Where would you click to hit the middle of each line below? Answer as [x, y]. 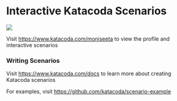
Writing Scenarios [33, 60]
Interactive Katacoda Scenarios [86, 11]
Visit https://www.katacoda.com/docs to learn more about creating [89, 74]
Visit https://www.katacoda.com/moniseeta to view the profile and [88, 39]
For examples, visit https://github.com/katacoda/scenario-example [88, 91]
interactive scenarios [32, 45]
